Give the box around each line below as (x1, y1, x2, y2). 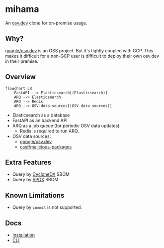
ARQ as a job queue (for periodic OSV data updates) (12, 123, 120, 128)
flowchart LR (5, 86, 32, 91)
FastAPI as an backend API (12, 117, 68, 123)
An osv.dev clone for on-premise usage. (5, 20, 88, 26)
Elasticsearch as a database (12, 112, 70, 118)
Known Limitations (5, 191, 65, 200)
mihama (5, 3, 39, 15)
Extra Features (5, 158, 52, 166)
